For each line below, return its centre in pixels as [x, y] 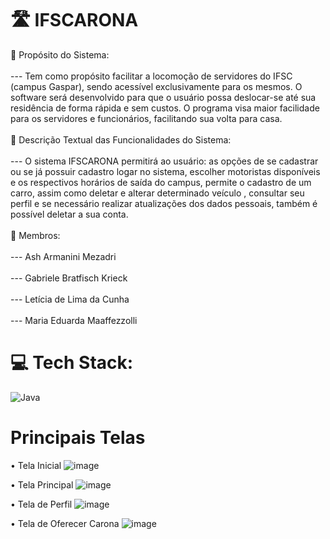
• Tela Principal [42, 484]
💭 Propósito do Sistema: [60, 54]
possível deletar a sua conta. [69, 214]
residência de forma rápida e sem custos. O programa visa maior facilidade [165, 108]
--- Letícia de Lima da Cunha [70, 299]
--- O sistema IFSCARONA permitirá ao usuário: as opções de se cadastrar [164, 161]
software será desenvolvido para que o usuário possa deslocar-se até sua [163, 97]
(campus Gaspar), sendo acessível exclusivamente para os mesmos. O [156, 86]
